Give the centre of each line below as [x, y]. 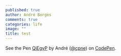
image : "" [16, 29]
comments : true [22, 19]
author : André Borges [28, 15]
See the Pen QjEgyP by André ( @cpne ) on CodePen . [61, 48]
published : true [23, 10]
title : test [18, 34]
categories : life [24, 24]
